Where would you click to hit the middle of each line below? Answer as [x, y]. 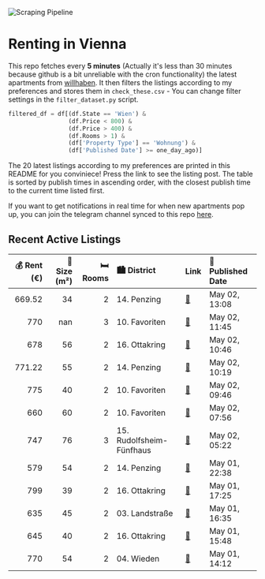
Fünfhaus [134, 450]
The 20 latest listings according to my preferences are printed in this [119, 166]
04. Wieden [138, 558]
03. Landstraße [145, 513]
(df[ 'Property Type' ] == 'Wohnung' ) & [132, 143]
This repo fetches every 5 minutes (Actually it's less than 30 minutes [120, 65]
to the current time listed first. [56, 191]
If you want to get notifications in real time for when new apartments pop [127, 206]
